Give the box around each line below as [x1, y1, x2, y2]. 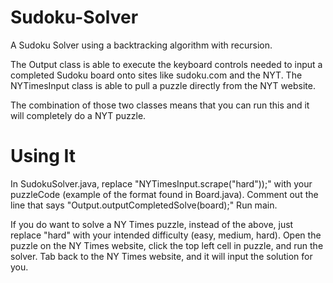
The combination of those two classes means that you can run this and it [10, 99, 310, 111]
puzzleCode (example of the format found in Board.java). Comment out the [10, 188, 319, 200]
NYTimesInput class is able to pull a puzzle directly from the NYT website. [10, 79, 316, 91]
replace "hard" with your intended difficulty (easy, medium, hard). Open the [10, 229, 322, 241]
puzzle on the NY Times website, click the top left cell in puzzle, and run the [10, 239, 324, 251]
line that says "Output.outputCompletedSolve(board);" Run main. [10, 199, 278, 211]
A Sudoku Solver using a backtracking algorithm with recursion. [10, 39, 273, 51]
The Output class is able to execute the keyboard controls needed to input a [10, 58, 323, 70]
